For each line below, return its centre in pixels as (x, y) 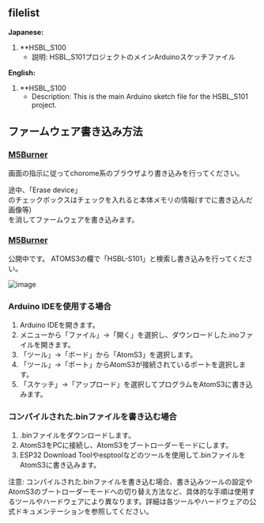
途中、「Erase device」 (45, 190)
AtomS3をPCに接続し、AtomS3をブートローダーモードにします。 (126, 445)
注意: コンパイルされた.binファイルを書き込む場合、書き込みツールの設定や (130, 482)
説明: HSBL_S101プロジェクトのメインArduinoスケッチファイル (133, 57)
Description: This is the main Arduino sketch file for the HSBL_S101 (140, 96)
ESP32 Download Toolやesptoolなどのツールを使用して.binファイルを (133, 455)
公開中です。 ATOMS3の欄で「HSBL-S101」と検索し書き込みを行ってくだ (127, 258)
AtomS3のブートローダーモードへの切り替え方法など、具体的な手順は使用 (128, 492)
